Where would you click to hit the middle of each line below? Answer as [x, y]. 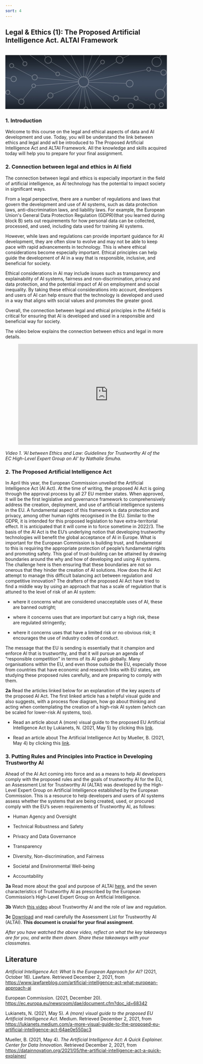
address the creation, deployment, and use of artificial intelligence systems [85, 505]
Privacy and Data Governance [44, 836]
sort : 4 [14, 11]
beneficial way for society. [33, 321]
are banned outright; [34, 607]
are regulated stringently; [39, 623]
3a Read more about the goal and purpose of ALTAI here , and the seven [81, 886]
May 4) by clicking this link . [42, 743]
